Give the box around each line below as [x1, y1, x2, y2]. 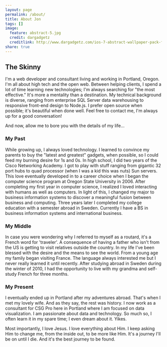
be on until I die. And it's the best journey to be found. [5, 336, 115, 342]
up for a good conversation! [5, 113, 62, 119]
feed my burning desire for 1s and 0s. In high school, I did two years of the [5, 157, 158, 163]
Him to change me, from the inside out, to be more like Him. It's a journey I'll [5, 331, 161, 337]
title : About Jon [5, 16, 41, 21]
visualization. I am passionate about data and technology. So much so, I [5, 311, 152, 317]
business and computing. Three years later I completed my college [5, 199, 142, 205]
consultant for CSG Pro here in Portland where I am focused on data [5, 305, 145, 312]
